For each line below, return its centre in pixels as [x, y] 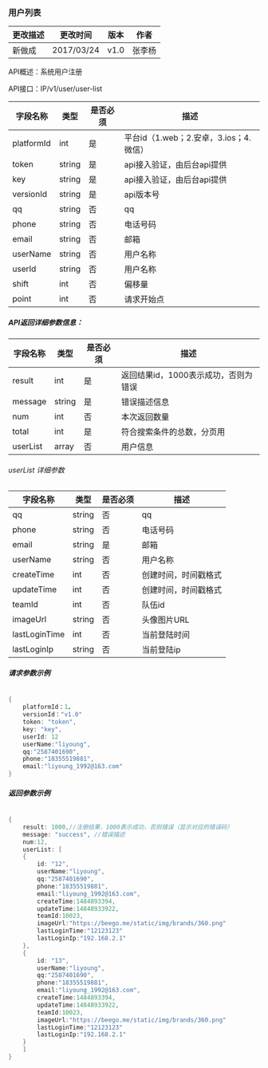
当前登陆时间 [166, 635]
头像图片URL [166, 620]
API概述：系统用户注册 [45, 72]
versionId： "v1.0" [52, 715]
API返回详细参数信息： [46, 322]
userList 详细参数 [37, 470]
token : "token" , [50, 722]
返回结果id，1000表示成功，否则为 [187, 375]
